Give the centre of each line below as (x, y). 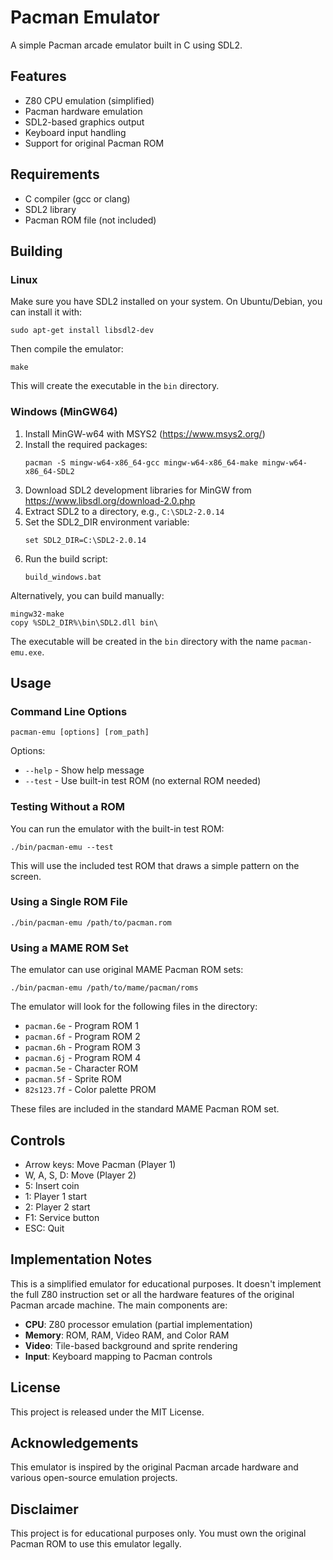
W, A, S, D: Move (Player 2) (80, 1175)
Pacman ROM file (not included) (90, 220)
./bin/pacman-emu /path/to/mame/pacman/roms (104, 988)
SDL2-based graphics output (84, 122)
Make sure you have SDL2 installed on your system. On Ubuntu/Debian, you (166, 302)
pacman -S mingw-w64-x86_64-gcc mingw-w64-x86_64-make (141, 462)
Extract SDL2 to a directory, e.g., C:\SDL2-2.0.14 (124, 511)
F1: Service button (62, 1217)
